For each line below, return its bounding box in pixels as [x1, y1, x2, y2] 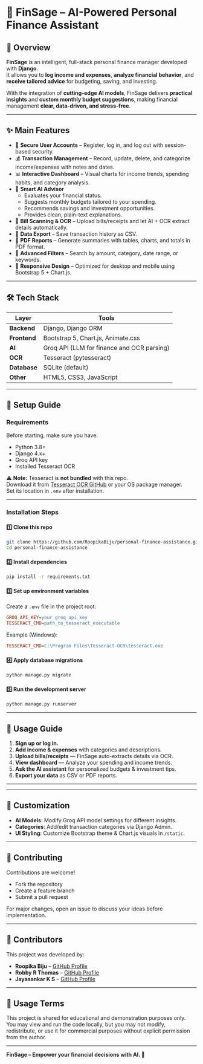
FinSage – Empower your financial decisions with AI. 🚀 [6, 1051, 145, 1059]
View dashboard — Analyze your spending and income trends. [14, 759, 173, 767]
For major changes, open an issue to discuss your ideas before [6, 905, 163, 912]
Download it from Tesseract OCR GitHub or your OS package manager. [6, 481, 183, 488]
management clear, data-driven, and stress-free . [6, 102, 131, 109]
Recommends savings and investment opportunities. [24, 204, 155, 212]
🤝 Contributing [6, 852, 63, 863]
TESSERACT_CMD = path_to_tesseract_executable [6, 620, 120, 626]
